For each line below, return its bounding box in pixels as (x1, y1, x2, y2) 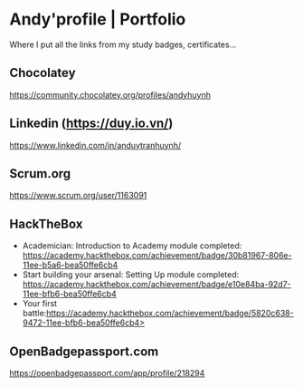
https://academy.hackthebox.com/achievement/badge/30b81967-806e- (22, 250, 292, 261)
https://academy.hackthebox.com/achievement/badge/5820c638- (46, 308, 294, 319)
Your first (22, 298, 57, 309)
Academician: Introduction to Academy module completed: (22, 240, 242, 251)
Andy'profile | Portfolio (9, 9, 186, 30)
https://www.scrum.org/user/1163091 (9, 190, 147, 201)
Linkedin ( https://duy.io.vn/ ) (9, 116, 174, 131)
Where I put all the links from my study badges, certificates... (9, 39, 237, 50)
